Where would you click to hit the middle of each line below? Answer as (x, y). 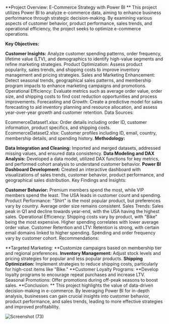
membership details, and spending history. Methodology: (65, 138)
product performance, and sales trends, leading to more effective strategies (84, 301)
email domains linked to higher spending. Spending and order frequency (80, 233)
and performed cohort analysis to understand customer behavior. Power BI (83, 164)
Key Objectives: (22, 44)
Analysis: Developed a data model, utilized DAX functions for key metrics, (82, 159)
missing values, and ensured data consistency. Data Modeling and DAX (80, 153)
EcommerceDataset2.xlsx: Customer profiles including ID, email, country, (81, 133)
